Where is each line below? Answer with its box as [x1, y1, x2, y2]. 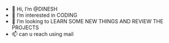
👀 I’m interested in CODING [11, 12, 77, 19]
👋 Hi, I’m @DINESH [11, 6, 58, 12]
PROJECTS [11, 24, 39, 31]
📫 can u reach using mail [11, 31, 74, 37]
